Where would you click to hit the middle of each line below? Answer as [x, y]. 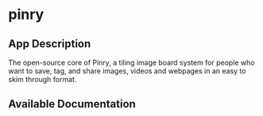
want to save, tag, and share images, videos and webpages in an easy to [127, 71]
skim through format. [43, 79]
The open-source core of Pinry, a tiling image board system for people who [132, 62]
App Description [50, 44]
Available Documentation [72, 104]
